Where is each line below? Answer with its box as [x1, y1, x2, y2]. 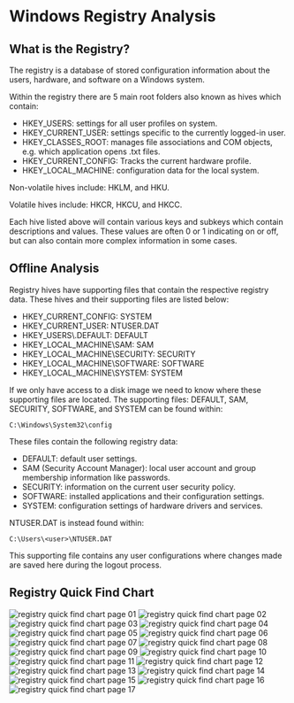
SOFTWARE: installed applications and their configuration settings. [21, 491, 265, 501]
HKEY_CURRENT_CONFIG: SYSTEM [21, 311, 153, 321]
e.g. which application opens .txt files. [21, 146, 161, 157]
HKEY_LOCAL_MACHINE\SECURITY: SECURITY [21, 348, 196, 359]
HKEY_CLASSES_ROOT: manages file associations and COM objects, [21, 137, 274, 147]
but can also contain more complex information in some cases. [9, 236, 237, 245]
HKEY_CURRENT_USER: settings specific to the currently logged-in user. [21, 127, 286, 138]
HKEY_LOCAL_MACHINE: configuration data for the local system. [21, 166, 260, 175]
